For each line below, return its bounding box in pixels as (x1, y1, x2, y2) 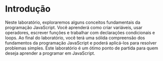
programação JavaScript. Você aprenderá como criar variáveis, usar (5, 24, 143, 30)
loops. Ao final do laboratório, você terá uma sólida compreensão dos (5, 35, 145, 41)
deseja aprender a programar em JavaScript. (5, 50, 95, 56)
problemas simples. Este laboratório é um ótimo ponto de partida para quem (5, 45, 159, 51)
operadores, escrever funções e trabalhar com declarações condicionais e (5, 30, 155, 35)
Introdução (5, 3, 51, 15)
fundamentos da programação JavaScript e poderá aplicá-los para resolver (5, 40, 157, 46)
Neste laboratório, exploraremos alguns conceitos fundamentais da (5, 19, 141, 25)
